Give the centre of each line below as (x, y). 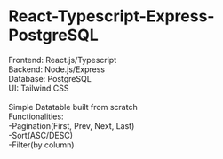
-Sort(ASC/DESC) (40, 135)
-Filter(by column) (41, 145)
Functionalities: (36, 116)
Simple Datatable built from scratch (73, 107)
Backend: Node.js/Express (57, 69)
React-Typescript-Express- (111, 16)
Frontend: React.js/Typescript (63, 60)
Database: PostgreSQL (50, 78)
